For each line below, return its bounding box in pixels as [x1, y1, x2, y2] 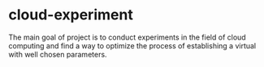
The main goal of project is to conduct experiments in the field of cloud [8, 32, 246, 42]
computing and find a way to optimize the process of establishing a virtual [8, 40, 257, 50]
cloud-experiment [8, 6, 134, 24]
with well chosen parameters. [8, 49, 107, 59]
